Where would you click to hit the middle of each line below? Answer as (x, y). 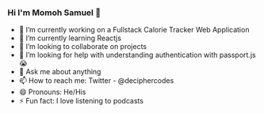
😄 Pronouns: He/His (52, 92)
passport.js (237, 55)
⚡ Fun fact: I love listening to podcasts (81, 101)
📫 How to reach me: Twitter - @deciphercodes (96, 81)
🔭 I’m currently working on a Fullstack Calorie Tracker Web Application (134, 30)
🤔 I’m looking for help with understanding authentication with (118, 55)
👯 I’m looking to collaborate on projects (83, 47)
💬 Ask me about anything (60, 72)
